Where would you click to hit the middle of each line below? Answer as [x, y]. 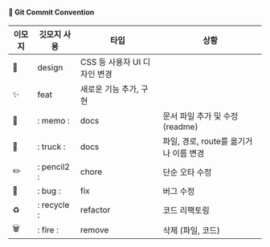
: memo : [53, 121]
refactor [95, 210]
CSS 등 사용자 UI [110, 63]
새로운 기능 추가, [109, 89]
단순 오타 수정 [187, 172]
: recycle [53, 205]
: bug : [49, 191]
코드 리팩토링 [186, 211]
